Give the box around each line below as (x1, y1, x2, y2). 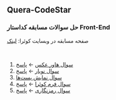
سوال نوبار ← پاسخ (15, 67, 60, 74)
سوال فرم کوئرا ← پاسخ (15, 80, 71, 87)
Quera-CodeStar (7, 5, 72, 15)
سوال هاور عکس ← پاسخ (15, 60, 73, 68)
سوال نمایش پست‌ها (15, 73, 63, 81)
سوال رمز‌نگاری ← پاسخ (15, 87, 70, 94)
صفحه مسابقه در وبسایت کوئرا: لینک (7, 37, 89, 45)
